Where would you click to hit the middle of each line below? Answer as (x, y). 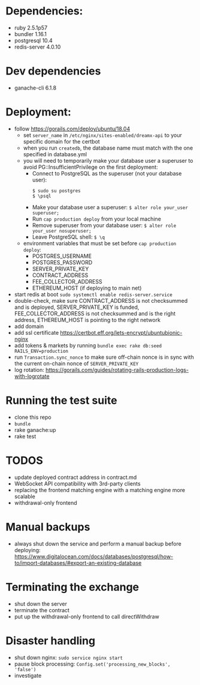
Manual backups (48, 527)
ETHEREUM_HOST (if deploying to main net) (87, 288)
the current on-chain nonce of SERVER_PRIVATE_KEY (76, 363)
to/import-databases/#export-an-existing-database (78, 562)
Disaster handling (51, 641)
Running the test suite (61, 400)
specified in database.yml (55, 154)
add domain (29, 326)
